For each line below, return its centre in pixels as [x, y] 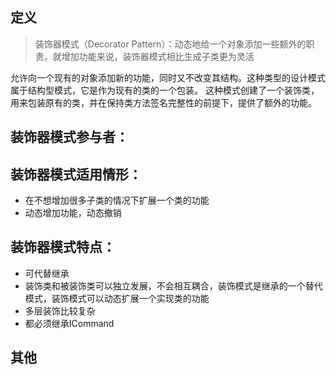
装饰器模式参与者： [69, 137]
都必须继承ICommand [69, 323]
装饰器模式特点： [63, 247]
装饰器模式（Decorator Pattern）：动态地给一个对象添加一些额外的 [170, 44]
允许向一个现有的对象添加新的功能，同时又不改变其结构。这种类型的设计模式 [168, 77]
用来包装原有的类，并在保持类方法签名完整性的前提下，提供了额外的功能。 [163, 102]
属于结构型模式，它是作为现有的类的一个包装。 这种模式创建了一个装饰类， [165, 90]
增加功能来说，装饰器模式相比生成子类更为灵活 [158, 56]
